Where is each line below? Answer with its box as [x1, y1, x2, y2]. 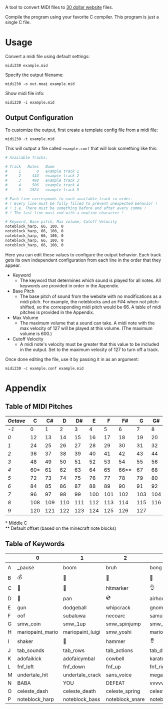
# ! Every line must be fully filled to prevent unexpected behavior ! [5, 201, 157, 206]
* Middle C [5, 520, 27, 526]
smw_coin [17, 620, 41, 627]
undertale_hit [17, 671, 48, 678]
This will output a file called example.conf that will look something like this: [5, 145, 158, 151]
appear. [5, 262, 21, 268]
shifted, [19, 304, 36, 310]
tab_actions [105, 647, 133, 654]
